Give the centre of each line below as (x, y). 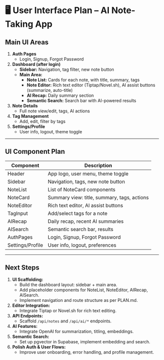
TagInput (18, 213)
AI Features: (25, 326)
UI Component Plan (35, 152)
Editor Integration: (31, 305)
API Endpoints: (28, 316)
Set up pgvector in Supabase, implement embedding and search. (85, 341)
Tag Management (30, 116)
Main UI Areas (27, 42)
